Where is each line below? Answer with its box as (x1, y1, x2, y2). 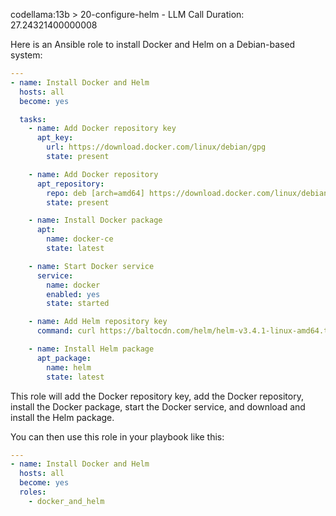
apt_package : (36, 353, 92, 363)
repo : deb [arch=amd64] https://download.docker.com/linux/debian (46, 188, 329, 198)
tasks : (19, 114, 47, 124)
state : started (46, 299, 110, 309)
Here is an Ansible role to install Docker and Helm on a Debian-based (10, 39, 296, 50)
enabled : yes (46, 289, 101, 299)
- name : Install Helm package (28, 344, 155, 354)
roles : (19, 487, 47, 497)
